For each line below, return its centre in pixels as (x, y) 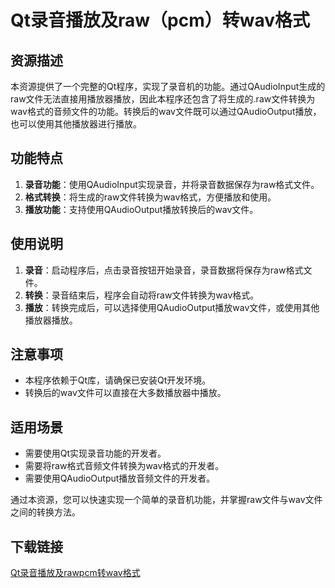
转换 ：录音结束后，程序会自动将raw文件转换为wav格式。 (142, 295)
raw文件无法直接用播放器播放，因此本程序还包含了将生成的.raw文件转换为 (163, 99)
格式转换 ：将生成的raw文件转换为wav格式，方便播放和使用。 (150, 197)
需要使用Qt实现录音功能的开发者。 (95, 453)
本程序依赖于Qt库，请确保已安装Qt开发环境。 (118, 380)
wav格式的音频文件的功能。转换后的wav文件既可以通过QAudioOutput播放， (166, 111)
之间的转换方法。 (45, 512)
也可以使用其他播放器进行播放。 (76, 124)
